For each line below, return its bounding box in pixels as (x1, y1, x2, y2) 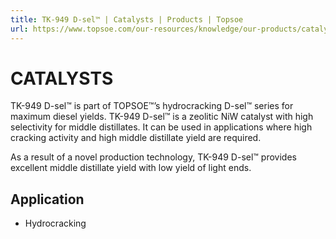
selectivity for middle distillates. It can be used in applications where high (10, 121, 313, 133)
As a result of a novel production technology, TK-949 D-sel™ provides (10, 151, 297, 163)
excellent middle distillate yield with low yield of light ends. (10, 162, 252, 174)
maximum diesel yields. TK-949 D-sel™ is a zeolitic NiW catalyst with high (10, 111, 314, 123)
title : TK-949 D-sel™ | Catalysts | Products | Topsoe (10, 14, 244, 25)
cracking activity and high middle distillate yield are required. (10, 132, 262, 144)
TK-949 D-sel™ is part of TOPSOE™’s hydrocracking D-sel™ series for (10, 100, 294, 112)
